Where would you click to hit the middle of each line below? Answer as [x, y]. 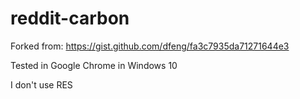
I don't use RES [41, 84]
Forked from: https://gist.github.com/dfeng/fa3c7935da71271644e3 [150, 46]
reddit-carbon [70, 18]
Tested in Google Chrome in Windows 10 [94, 65]
